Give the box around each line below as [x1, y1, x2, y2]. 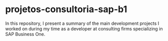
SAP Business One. [5, 31, 46, 37]
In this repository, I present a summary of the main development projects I [5, 20, 159, 26]
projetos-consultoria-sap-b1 [5, 4, 128, 15]
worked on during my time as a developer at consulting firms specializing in [5, 25, 163, 31]
